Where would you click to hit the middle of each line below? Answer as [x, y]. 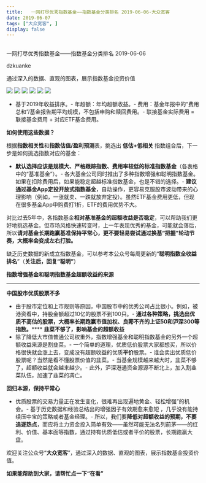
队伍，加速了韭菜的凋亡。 [53, 375]
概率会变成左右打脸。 [49, 241]
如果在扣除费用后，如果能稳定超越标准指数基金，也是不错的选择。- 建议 [106, 181]
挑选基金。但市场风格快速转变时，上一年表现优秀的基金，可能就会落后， [108, 225]
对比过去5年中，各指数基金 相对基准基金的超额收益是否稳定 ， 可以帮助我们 [99, 217]
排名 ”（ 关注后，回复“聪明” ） [43, 261]
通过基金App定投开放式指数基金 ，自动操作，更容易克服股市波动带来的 [104, 189]
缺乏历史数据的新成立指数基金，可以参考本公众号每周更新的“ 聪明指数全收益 [102, 253]
